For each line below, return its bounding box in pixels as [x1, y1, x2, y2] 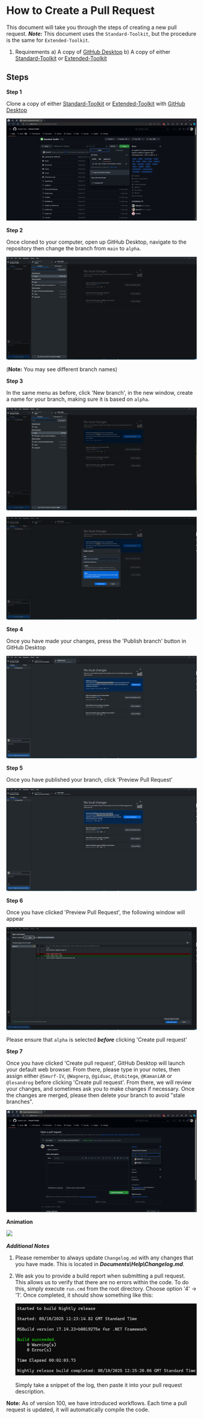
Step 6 [6, 897, 23, 904]
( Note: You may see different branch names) [6, 366, 118, 373]
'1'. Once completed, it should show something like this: [14, 1291, 153, 1299]
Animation [6, 1218, 33, 1226]
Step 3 [6, 377, 23, 385]
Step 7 [6, 1047, 23, 1055]
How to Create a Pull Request [6, 4, 155, 18]
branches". [6, 1098, 34, 1105]
